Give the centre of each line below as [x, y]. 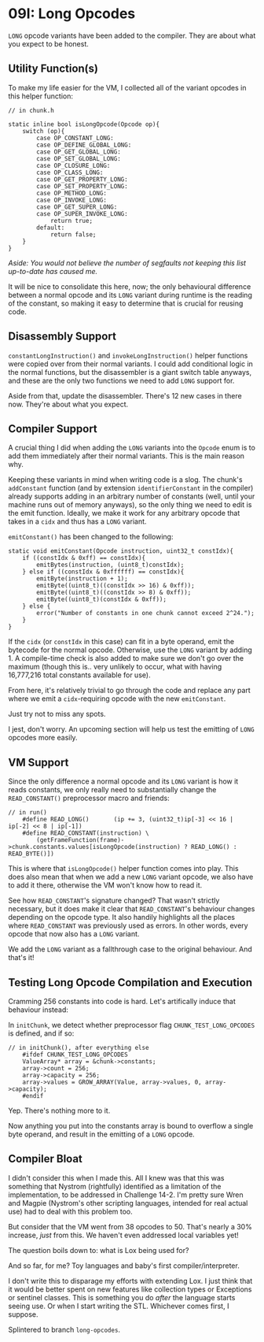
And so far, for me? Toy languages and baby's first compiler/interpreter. [124, 1266]
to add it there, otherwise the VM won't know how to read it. [105, 885]
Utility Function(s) [53, 69]
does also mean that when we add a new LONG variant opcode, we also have [131, 877]
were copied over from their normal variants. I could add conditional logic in [131, 364]
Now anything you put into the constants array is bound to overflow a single [131, 1126]
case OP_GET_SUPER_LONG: [77, 207]
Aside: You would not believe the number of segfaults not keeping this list [127, 263]
